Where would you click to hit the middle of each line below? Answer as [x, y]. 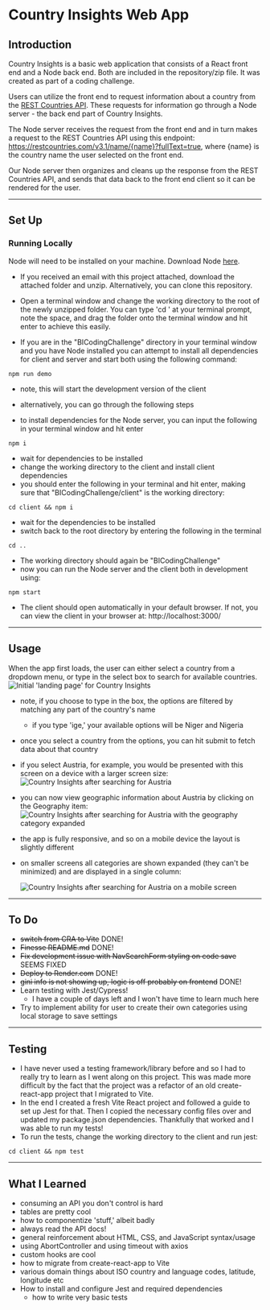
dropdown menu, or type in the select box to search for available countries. [133, 676]
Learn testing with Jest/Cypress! [74, 990]
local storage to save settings [69, 1016]
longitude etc [42, 1280]
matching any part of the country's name [88, 709]
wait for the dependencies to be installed [88, 522]
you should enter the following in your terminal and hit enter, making [133, 484]
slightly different [47, 847]
